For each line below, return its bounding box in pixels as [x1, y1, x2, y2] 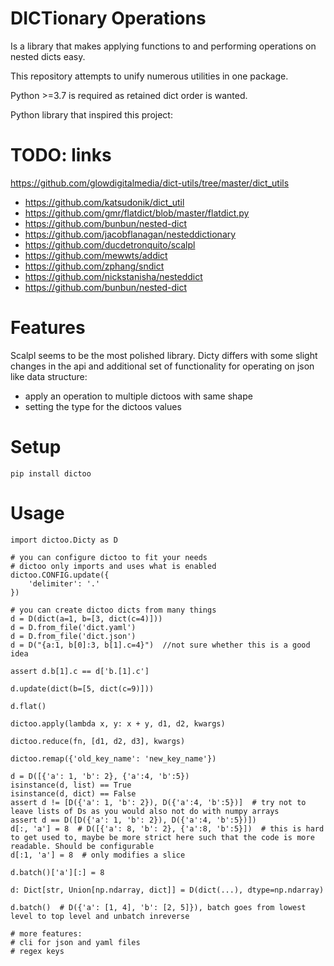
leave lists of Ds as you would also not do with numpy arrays [10, 806, 280, 816]
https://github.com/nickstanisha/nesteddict [24, 270, 203, 282]
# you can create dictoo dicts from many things [10, 605, 217, 615]
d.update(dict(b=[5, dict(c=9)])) [10, 683, 155, 694]
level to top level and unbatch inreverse [10, 911, 190, 921]
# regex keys [10, 946, 65, 956]
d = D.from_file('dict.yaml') [10, 622, 137, 632]
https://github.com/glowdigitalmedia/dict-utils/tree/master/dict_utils [10, 177, 290, 189]
